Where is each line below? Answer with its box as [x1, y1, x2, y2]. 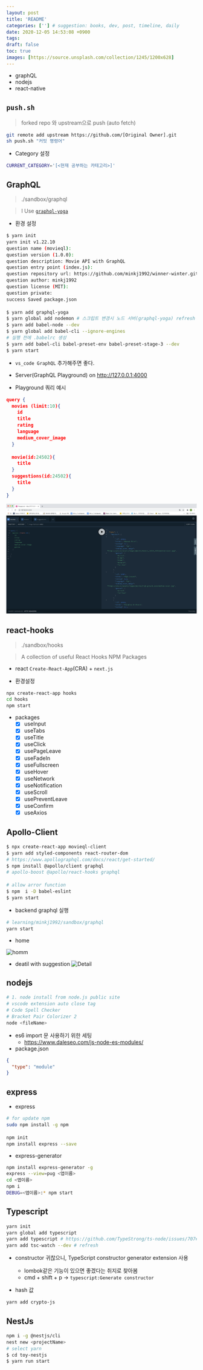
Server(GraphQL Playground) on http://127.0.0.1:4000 [14, 371, 147, 378]
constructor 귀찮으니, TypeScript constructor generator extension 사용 [14, 1254, 188, 1262]
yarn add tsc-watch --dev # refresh [6, 1242, 98, 1249]
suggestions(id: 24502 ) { [11, 473, 71, 479]
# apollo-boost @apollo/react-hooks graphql [6, 869, 120, 876]
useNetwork [24, 775, 55, 782]
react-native [14, 85, 46, 92]
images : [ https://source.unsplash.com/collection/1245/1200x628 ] [6, 54, 174, 61]
